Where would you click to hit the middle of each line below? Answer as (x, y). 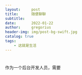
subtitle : (15, 18)
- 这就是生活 (25, 45)
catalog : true (20, 37)
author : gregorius (28, 28)
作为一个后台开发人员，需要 (33, 67)
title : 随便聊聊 (26, 14)
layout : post (23, 9)
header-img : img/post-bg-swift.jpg (41, 32)
